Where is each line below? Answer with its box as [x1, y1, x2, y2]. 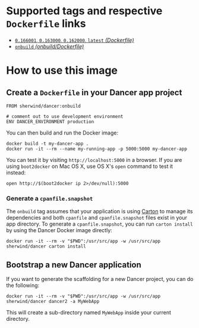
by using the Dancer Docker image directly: [6, 227, 113, 234]
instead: [6, 168, 26, 176]
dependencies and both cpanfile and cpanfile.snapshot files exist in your [6, 214, 187, 221]
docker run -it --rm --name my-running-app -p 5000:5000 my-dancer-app [6, 146, 187, 152]
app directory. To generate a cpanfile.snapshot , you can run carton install [6, 220, 193, 227]
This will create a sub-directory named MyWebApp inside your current [6, 309, 171, 316]
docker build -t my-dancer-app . [6, 140, 89, 146]
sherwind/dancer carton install [6, 243, 86, 249]
